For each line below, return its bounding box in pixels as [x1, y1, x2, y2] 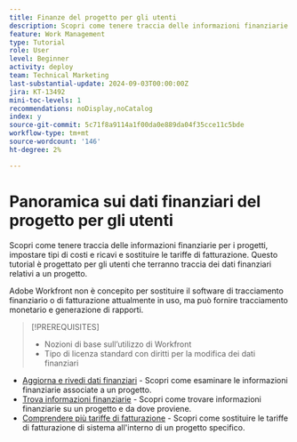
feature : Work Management [9, 29, 105, 38]
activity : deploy [9, 63, 74, 72]
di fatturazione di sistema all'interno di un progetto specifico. [21, 422, 245, 432]
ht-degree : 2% [9, 145, 62, 154]
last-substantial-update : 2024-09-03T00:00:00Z [9, 79, 189, 88]
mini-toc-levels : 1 [9, 95, 82, 105]
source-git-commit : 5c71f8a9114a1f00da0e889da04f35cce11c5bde [9, 121, 245, 130]
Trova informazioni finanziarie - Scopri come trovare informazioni [21, 393, 262, 405]
